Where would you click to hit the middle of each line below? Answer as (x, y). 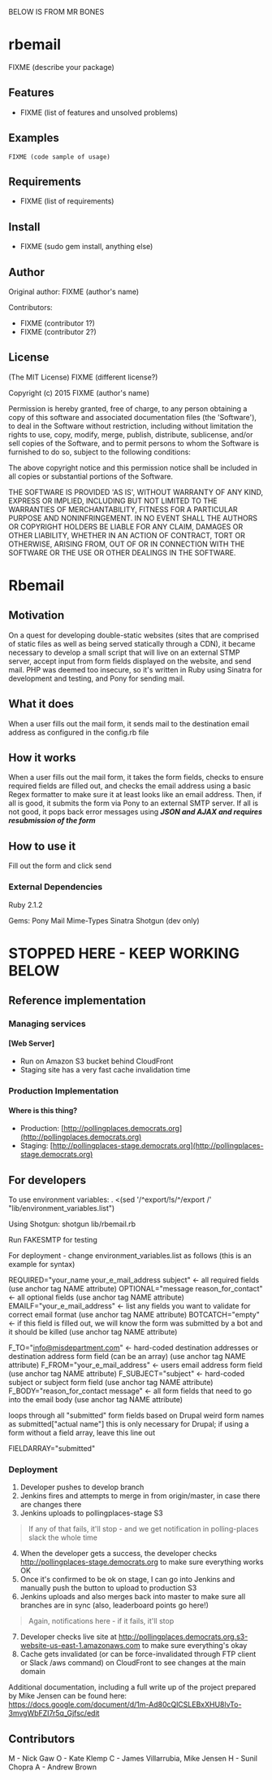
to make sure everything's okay (194, 1646)
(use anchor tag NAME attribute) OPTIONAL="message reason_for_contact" (136, 1289)
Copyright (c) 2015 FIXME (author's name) (79, 392)
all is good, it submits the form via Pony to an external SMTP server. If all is (133, 803)
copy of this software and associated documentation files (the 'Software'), (133, 417)
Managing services (47, 1024)
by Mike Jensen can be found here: (68, 1696)
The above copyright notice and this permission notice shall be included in (133, 467)
